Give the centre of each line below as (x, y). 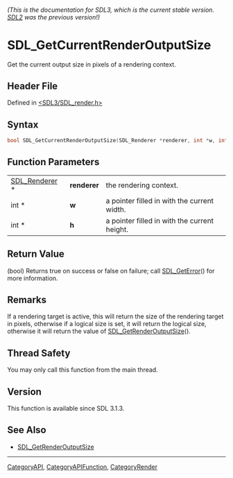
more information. (33, 278)
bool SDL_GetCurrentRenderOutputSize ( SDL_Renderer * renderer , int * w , (111, 141)
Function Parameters (53, 162)
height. (117, 229)
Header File (33, 86)
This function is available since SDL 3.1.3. (66, 409)
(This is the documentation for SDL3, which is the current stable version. (111, 10)
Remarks (27, 300)
